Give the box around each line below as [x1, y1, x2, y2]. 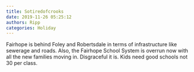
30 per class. [6, 60, 38, 67]
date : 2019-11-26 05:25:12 [6, 14, 72, 20]
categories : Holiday [6, 25, 57, 31]
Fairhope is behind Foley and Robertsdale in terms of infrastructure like [6, 41, 177, 48]
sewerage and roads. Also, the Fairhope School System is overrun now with [6, 47, 189, 54]
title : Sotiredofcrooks [6, 8, 64, 15]
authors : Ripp [6, 19, 41, 25]
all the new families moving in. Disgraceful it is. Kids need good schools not [6, 53, 188, 60]
